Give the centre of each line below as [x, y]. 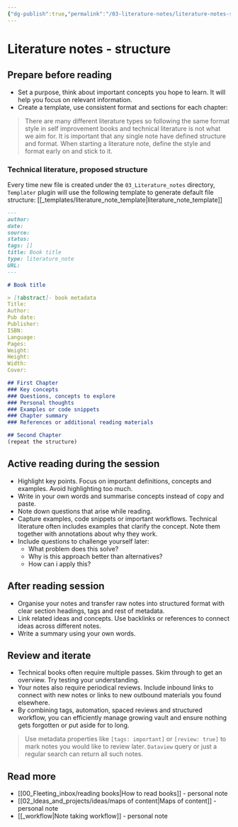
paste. [27, 503]
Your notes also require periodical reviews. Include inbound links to [115, 687]
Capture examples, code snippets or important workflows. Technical [117, 519]
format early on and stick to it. [69, 151]
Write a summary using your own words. [76, 633]
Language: [22, 337]
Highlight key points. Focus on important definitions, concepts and [114, 481]
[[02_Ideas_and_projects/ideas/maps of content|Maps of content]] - [117, 801]
